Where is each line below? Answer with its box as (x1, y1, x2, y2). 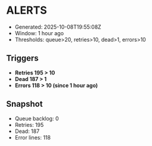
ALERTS (6, 4, 48, 17)
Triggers (6, 53, 39, 63)
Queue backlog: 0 (14, 114, 59, 122)
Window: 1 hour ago (14, 29, 64, 36)
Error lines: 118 (14, 133, 51, 141)
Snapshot (6, 99, 43, 109)
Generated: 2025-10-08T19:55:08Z (14, 23, 101, 30)
